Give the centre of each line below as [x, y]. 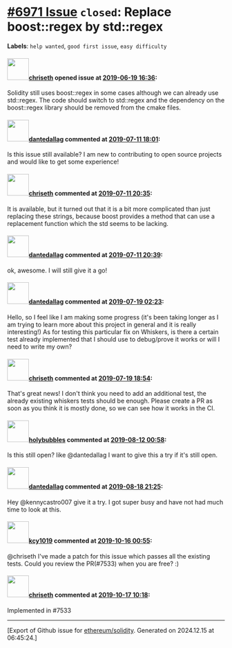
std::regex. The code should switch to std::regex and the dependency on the [116, 100]
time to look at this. [34, 509]
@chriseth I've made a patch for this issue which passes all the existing [109, 556]
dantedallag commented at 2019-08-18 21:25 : [96, 487]
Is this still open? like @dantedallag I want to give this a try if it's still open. [112, 455]
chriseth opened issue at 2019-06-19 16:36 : [93, 78]
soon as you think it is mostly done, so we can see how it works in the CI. [111, 408]
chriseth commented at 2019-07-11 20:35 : [90, 193]
